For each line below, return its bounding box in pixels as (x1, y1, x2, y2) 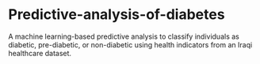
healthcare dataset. (8, 48, 72, 58)
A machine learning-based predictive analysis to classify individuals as (8, 32, 239, 41)
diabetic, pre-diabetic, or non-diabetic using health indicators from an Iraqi (8, 40, 253, 49)
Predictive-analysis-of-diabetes (8, 6, 225, 24)
